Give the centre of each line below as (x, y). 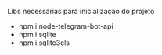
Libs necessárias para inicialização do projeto (81, 11)
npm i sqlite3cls (44, 43)
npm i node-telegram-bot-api (66, 26)
